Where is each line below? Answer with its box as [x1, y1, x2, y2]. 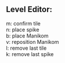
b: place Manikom [6, 32, 49, 39]
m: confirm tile [6, 20, 41, 27]
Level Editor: [6, 5, 53, 14]
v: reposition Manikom [6, 38, 59, 45]
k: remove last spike [6, 50, 54, 57]
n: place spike [6, 26, 39, 33]
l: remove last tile [6, 45, 47, 51]
